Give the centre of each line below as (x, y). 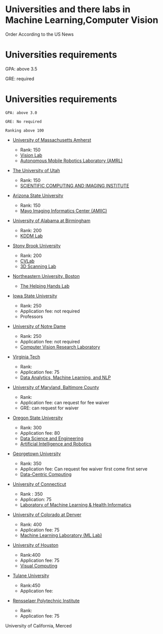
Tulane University (31, 576)
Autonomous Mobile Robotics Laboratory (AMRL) (71, 161)
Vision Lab (31, 155)
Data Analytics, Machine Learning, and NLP (66, 377)
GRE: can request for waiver (49, 408)
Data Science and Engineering (52, 438)
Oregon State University (38, 418)
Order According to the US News (39, 34)
